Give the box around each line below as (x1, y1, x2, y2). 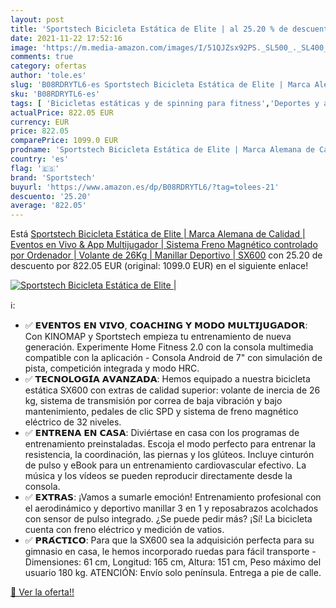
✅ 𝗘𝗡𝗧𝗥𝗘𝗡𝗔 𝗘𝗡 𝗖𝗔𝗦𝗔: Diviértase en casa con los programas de (24, 427, 300, 439)
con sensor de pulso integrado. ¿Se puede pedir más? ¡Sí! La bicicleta (24, 513, 313, 525)
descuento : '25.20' (10, 191, 92, 201)
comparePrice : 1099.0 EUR (10, 136, 118, 146)
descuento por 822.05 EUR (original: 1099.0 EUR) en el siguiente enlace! (10, 260, 309, 272)
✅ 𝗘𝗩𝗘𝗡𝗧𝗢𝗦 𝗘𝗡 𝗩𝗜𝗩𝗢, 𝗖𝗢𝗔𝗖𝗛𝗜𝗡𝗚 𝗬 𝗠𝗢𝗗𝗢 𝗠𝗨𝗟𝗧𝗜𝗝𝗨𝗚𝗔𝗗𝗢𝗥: (24, 319, 308, 331)
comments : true (10, 52, 74, 62)
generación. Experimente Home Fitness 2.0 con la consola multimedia (24, 341, 314, 353)
